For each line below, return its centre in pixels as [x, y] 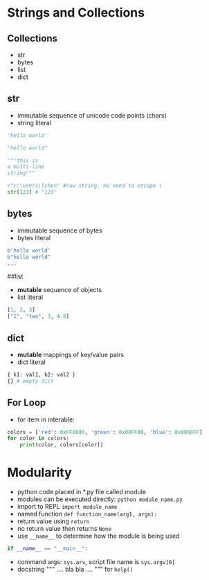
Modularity [40, 473]
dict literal [31, 362]
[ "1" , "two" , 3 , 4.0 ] [38, 316]
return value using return [53, 521]
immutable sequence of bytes [60, 230]
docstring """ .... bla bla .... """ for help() [75, 569]
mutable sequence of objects [60, 290]
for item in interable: [46, 419]
